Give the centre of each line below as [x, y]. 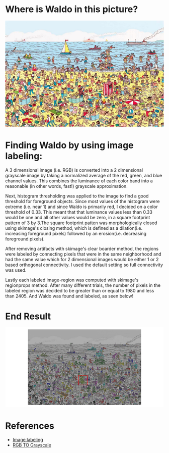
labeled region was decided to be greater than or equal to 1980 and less [80, 290]
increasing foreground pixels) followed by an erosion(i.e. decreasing [76, 233]
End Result [28, 316]
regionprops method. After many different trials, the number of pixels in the [83, 285]
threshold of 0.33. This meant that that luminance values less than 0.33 [79, 212]
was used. [16, 270]
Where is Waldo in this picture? [72, 9]
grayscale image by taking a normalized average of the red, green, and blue [84, 175]
